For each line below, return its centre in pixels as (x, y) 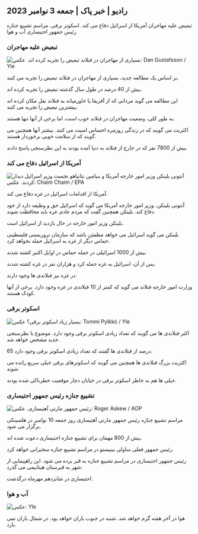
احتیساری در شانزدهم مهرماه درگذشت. (50, 479)
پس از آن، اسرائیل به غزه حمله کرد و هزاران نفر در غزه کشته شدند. (81, 264)
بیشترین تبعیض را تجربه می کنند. (42, 107)
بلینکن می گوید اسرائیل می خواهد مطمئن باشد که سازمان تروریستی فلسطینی (93, 234)
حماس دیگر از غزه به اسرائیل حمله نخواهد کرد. (58, 241)
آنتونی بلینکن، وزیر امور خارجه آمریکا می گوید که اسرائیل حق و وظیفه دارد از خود (96, 205)
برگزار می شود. (24, 426)
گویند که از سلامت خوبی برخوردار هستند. (52, 136)
